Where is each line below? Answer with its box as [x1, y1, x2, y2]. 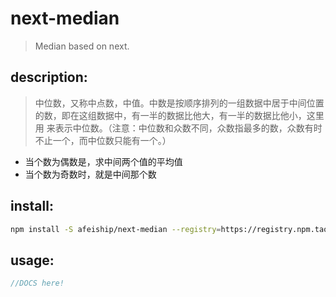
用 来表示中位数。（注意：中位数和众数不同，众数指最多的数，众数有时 [34, 122, 323, 134]
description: [10, 69, 88, 86]
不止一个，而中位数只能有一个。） [34, 134, 172, 146]
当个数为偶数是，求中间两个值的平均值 [24, 155, 183, 167]
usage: [10, 252, 55, 269]
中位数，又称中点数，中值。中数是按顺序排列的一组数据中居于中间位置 [34, 97, 325, 109]
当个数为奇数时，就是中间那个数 [24, 168, 157, 180]
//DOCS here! [10, 278, 65, 289]
